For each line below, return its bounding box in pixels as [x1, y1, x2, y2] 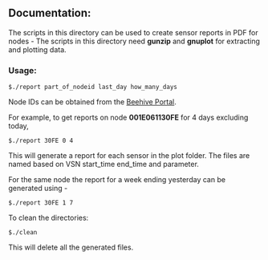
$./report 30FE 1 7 [8, 199, 74, 207]
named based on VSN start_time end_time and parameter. [8, 160, 199, 169]
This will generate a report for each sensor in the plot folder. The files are [8, 151, 250, 160]
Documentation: [8, 6, 91, 20]
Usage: [8, 64, 38, 75]
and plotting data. [8, 44, 67, 55]
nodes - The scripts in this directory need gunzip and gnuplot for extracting [8, 36, 261, 46]
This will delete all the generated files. [8, 242, 134, 252]
